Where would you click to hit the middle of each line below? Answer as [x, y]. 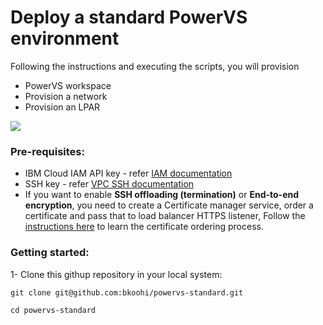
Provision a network [66, 96]
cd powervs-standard [53, 310]
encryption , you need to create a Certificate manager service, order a [169, 205]
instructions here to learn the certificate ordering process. [144, 227]
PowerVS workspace [68, 85]
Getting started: [50, 253]
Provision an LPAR [62, 107]
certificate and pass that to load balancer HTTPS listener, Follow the [165, 216]
